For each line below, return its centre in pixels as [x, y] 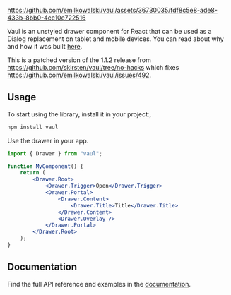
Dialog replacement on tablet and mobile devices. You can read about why [115, 39]
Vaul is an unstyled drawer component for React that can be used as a [109, 31]
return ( [33, 173]
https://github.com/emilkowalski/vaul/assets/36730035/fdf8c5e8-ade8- [112, 10]
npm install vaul [33, 127]
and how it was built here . [45, 46]
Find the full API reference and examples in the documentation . [99, 284]
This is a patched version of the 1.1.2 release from [79, 60]
